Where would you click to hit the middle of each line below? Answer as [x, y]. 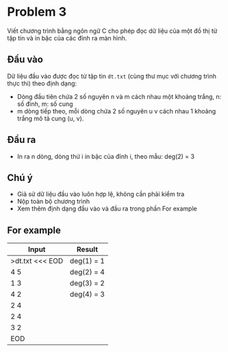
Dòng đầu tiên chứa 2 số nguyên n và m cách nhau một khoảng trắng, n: [119, 96]
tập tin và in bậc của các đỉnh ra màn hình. [67, 38]
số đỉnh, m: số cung [45, 104]
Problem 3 [37, 12]
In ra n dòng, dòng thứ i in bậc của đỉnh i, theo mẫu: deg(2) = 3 [106, 156]
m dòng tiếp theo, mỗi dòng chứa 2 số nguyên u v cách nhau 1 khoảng [116, 111]
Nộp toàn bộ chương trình [53, 202]
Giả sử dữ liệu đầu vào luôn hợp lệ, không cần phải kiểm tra [101, 194]
